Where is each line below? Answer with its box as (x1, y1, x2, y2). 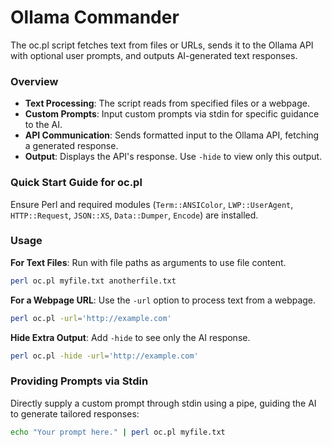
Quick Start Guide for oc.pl (10, 176, 143, 190)
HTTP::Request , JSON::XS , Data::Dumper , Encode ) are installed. (10, 209, 259, 221)
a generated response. (24, 140, 119, 152)
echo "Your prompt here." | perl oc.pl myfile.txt (10, 427, 226, 437)
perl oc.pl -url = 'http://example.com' (10, 313, 172, 323)
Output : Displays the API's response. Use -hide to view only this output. (24, 151, 323, 163)
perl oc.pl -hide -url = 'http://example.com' (10, 351, 199, 361)
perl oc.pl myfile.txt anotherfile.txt (10, 276, 177, 286)
